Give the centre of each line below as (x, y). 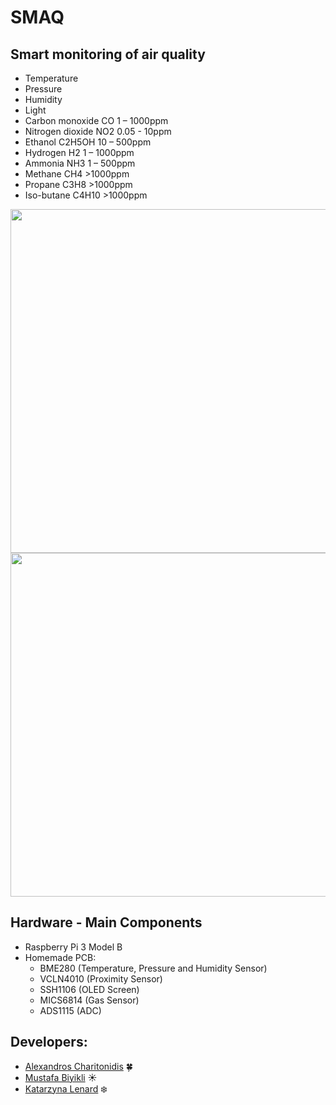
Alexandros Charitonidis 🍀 (78, 1066)
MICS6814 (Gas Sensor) (89, 1000)
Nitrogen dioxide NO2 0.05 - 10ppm (98, 131)
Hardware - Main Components (106, 922)
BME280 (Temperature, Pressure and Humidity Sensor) (153, 968)
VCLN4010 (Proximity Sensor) (101, 978)
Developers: (49, 1042)
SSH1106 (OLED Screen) (89, 989)
